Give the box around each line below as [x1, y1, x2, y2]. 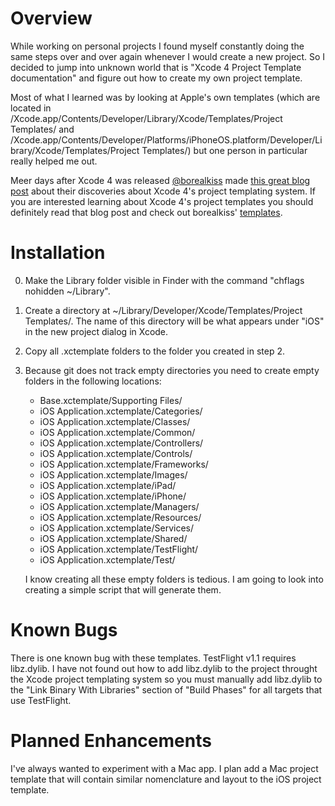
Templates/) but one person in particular [141, 144, 308, 156]
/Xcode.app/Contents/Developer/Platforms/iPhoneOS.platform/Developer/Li [10, 133, 323, 146]
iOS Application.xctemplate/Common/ [39, 426, 196, 438]
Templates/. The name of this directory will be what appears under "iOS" [24, 315, 325, 327]
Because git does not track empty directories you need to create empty [24, 364, 320, 376]
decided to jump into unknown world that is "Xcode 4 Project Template [10, 61, 302, 73]
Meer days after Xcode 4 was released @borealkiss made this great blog [10, 174, 311, 186]
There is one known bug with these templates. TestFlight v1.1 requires [10, 652, 297, 664]
